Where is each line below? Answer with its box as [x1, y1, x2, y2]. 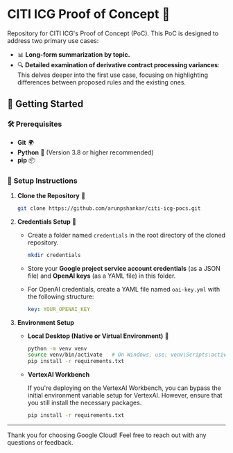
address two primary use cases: [7, 36, 99, 44]
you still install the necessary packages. [27, 398, 142, 407]
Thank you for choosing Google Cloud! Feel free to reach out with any [7, 431, 207, 439]
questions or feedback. [7, 438, 74, 447]
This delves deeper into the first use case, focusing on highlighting [17, 71, 209, 79]
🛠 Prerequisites [7, 119, 62, 129]
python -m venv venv [27, 345, 87, 352]
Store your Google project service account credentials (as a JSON [27, 264, 221, 272]
